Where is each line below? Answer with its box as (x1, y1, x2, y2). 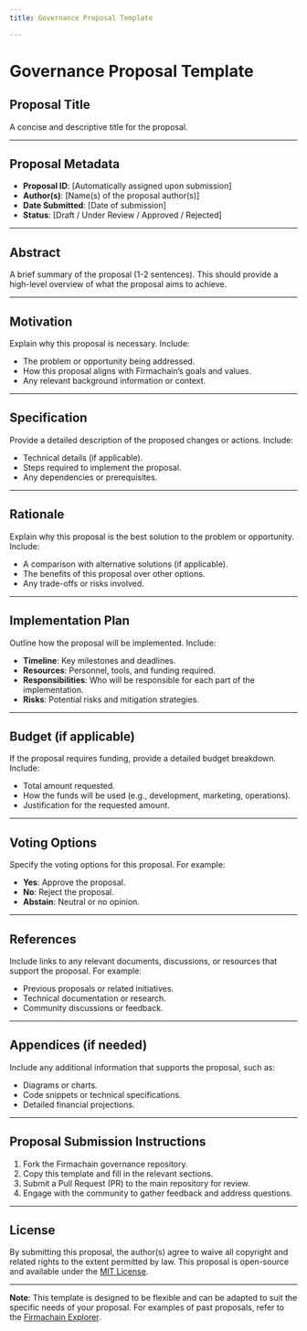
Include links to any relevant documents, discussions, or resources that (9, 955, 278, 966)
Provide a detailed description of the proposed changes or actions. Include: (9, 434, 294, 445)
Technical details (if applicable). (22, 452, 143, 463)
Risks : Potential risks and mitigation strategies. (22, 694, 199, 705)
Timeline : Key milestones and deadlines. (22, 655, 176, 665)
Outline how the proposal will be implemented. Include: (9, 637, 217, 648)
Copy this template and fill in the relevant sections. (22, 1167, 214, 1179)
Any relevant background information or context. (22, 376, 206, 387)
